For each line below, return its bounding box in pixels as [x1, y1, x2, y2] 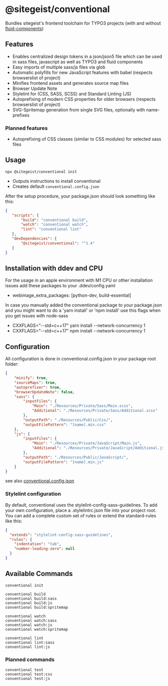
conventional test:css [5, 672, 52, 677]
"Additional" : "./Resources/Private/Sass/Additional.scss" [31, 408, 157, 413]
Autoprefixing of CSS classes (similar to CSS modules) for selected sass [12, 136, 161, 142]
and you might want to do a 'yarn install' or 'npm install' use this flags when [5, 307, 161, 313]
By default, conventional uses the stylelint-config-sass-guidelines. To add [5, 502, 157, 508]
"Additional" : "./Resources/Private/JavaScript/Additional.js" [31, 445, 166, 450]
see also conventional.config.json [5, 478, 74, 484]
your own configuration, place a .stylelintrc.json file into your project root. [5, 507, 156, 513]
